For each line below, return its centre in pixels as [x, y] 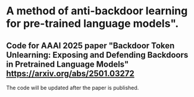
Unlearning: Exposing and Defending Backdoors [97, 55]
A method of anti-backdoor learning [97, 11]
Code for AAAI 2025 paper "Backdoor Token [90, 46]
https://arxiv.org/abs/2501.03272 [71, 73]
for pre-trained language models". [93, 24]
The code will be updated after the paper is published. [73, 88]
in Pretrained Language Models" [68, 64]
